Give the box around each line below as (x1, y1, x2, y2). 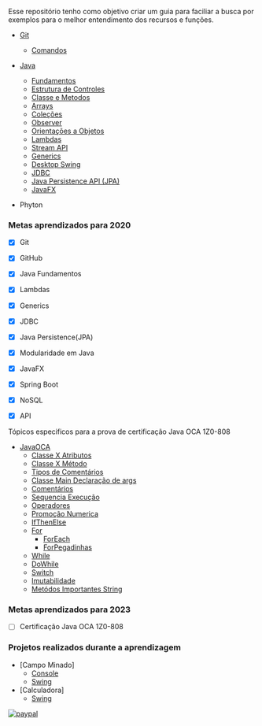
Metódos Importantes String (31, 584, 123, 594)
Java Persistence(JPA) (19, 332, 94, 342)
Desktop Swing (31, 160, 81, 169)
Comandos (31, 46, 67, 54)
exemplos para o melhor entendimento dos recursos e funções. (8, 15, 214, 24)
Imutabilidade (31, 576, 76, 586)
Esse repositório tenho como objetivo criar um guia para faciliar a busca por (8, 7, 254, 16)
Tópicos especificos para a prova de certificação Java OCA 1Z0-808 (8, 427, 231, 436)
